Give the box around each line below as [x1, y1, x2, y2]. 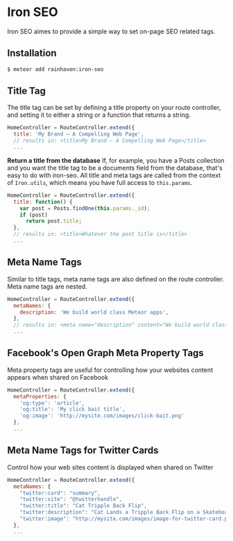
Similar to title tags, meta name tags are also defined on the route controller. [7, 275, 224, 283]
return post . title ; [25, 218, 82, 225]
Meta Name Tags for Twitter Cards [7, 444, 159, 456]
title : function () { [13, 198, 73, 205]
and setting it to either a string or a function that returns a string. [7, 111, 191, 119]
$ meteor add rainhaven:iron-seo [7, 65, 104, 73]
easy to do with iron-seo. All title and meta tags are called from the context [7, 171, 221, 179]
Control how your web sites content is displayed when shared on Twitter [7, 463, 214, 471]
